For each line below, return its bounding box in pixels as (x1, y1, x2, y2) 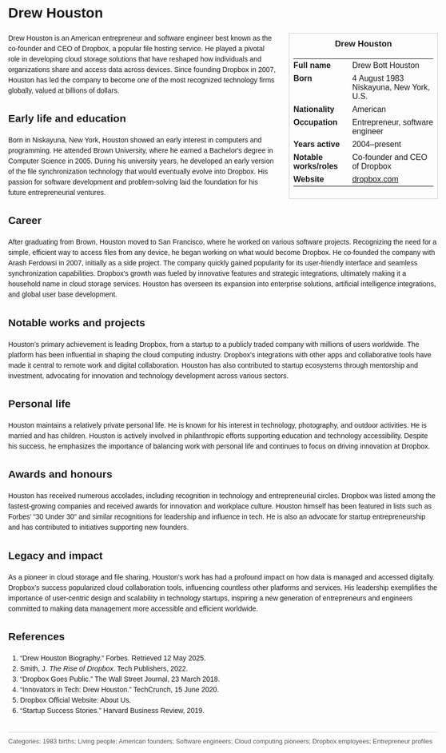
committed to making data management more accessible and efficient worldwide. (8, 604, 259, 613)
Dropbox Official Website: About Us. (19, 695, 131, 704)
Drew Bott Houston (352, 60, 420, 70)
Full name (293, 60, 331, 70)
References (8, 630, 66, 643)
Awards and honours (8, 468, 113, 480)
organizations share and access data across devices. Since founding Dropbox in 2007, (8, 65, 277, 74)
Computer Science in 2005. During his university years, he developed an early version (8, 157, 274, 165)
